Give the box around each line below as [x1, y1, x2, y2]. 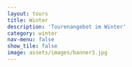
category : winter [7, 29, 58, 37]
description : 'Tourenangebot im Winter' [7, 23, 127, 30]
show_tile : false [7, 43, 58, 50]
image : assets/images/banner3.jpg [7, 50, 108, 57]
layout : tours [7, 10, 49, 17]
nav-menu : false [7, 36, 54, 43]
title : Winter [7, 17, 49, 24]
